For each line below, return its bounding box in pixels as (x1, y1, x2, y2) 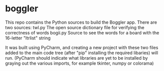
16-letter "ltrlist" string (5, 35, 51, 41)
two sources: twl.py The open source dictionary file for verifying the (5, 24, 145, 30)
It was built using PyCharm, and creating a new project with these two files (5, 44, 159, 50)
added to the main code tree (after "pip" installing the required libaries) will (5, 50, 158, 56)
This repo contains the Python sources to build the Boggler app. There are (5, 19, 158, 25)
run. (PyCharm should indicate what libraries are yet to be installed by (5, 55, 148, 61)
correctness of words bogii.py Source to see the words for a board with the (5, 30, 160, 35)
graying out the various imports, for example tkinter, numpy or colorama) (5, 60, 154, 66)
